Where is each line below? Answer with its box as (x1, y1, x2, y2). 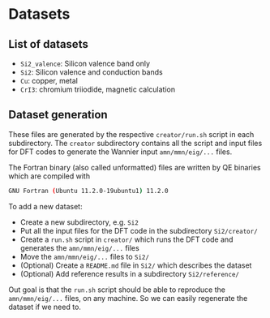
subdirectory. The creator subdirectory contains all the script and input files (8, 138, 263, 148)
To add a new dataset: (8, 201, 83, 211)
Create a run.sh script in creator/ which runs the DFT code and (19, 234, 234, 244)
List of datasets (8, 37, 89, 51)
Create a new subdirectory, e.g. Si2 (19, 217, 139, 227)
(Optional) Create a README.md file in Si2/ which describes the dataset (19, 260, 252, 270)
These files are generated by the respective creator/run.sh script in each (8, 129, 255, 139)
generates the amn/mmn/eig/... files (19, 243, 139, 252)
